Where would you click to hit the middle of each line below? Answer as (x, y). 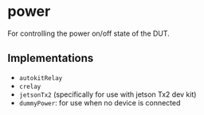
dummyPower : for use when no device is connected (100, 102)
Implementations (51, 58)
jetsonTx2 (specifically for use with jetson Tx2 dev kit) (108, 94)
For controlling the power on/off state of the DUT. (89, 33)
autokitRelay (41, 78)
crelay (30, 86)
